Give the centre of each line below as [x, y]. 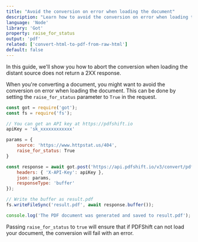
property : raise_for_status [41, 34]
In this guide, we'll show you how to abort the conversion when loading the [97, 67]
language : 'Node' [27, 22]
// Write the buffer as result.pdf [50, 200]
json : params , [34, 178]
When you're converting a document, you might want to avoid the [86, 84]
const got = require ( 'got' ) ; [42, 107]
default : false [25, 50]
